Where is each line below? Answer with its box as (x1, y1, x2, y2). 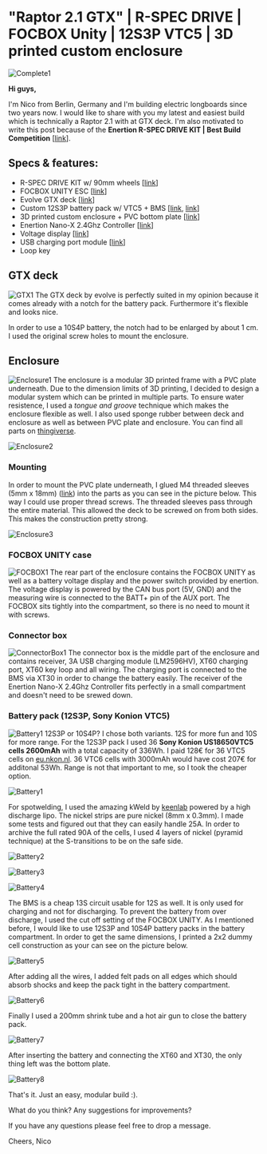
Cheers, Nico (8, 1136, 52, 1146)
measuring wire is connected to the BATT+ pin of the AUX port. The (8, 592, 230, 603)
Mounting (8, 462, 47, 473)
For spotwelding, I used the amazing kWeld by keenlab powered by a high (8, 802, 251, 811)
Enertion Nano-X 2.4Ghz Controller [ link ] (19, 220, 154, 229)
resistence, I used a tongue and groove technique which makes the (8, 400, 230, 411)
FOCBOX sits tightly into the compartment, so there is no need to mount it (8, 601, 250, 611)
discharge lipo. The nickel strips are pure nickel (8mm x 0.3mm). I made (8, 810, 244, 820)
